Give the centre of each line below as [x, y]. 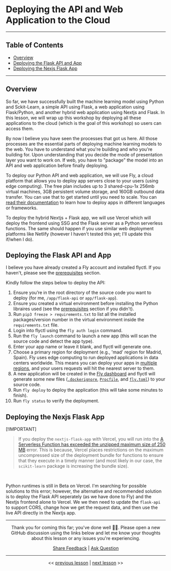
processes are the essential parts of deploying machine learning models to [84, 144]
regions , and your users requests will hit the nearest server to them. [84, 368]
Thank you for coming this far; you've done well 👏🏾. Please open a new [86, 528]
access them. [20, 128]
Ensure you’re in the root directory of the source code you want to [82, 293]
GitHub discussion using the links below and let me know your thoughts [86, 533]
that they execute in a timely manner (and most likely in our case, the [90, 461]
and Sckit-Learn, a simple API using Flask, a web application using [75, 107]
